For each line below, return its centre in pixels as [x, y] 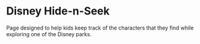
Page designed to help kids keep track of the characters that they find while [100, 28]
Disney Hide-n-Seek [58, 11]
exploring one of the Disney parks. [49, 34]
